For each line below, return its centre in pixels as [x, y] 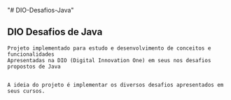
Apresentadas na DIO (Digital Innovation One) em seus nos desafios [109, 60]
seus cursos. [26, 91]
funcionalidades [31, 54]
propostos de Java [34, 66]
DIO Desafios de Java [55, 32]
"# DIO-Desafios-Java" [41, 10]
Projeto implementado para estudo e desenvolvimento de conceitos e [109, 48]
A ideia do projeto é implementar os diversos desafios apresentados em [115, 85]
